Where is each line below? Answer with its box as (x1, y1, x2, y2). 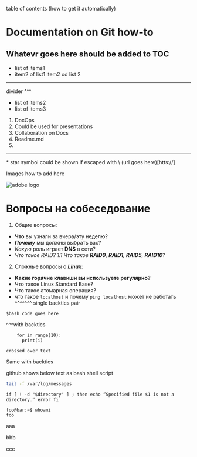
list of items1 (14, 65, 45, 71)
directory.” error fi (6, 396, 59, 402)
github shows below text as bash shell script (6, 369, 113, 376)
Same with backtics (6, 358, 54, 365)
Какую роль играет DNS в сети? (14, 245, 96, 252)
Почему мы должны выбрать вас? (14, 239, 101, 246)
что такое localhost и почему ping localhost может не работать (14, 293, 176, 300)
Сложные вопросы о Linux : (14, 263, 83, 270)
